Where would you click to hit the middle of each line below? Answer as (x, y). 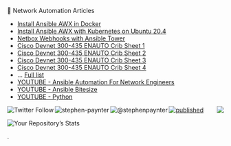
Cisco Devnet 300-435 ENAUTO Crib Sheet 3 (81, 60)
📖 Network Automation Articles (51, 11)
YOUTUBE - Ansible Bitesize (57, 89)
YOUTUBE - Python (45, 97)
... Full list (31, 75)
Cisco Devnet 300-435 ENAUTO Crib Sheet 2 (81, 53)
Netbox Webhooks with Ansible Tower (71, 38)
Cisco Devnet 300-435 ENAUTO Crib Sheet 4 (81, 68)
